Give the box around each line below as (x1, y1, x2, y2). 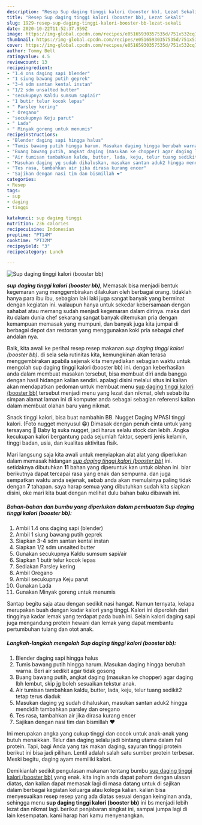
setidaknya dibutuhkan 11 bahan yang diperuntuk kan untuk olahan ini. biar (7, 464, 191, 471)
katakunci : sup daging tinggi (7, 215, 83, 221)
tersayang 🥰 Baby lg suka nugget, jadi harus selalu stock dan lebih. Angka (7, 427, 189, 434)
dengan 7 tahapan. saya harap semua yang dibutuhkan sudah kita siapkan (7, 483, 191, 490)
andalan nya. (7, 333, 38, 340)
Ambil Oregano (15, 569, 53, 577)
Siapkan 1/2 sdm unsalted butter (15, 544, 95, 551)
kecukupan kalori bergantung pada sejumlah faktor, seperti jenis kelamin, (7, 433, 188, 440)
